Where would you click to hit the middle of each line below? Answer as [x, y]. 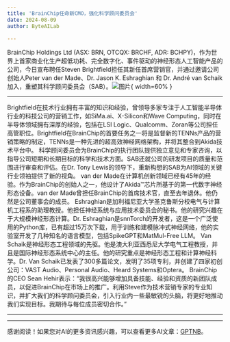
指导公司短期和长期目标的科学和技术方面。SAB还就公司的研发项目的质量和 [112, 159]
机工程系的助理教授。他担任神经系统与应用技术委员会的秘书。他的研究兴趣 [112, 210]
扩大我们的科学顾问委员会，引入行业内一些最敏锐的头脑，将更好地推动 [124, 295]
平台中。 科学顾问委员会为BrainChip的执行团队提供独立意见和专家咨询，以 [117, 150]
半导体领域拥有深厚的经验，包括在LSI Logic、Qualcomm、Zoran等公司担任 [113, 124]
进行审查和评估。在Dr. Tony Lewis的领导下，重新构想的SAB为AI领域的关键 [117, 168]
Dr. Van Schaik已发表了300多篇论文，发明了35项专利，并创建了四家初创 [120, 261]
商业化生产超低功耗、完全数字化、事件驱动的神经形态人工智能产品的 [127, 61]
